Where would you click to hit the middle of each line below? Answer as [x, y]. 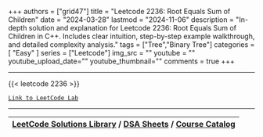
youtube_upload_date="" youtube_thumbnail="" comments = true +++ [121, 61]
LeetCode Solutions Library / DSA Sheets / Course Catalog [124, 124]
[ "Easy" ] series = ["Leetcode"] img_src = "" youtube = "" [102, 53]
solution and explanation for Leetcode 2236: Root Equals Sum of [133, 28]
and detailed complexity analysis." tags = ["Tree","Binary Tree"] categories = [131, 45]
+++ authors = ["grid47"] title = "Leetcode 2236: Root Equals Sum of [119, 11]
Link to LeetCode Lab [43, 98]
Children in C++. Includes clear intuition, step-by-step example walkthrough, [131, 36]
